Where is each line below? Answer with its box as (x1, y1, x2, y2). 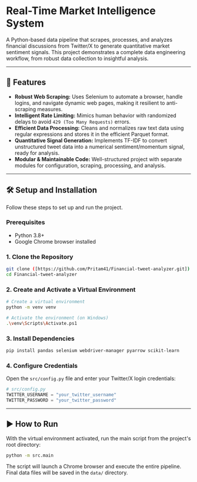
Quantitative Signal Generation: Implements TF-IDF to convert (14, 137, 167, 144)
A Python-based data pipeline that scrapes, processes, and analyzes (6, 36, 173, 43)
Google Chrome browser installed (14, 238, 96, 245)
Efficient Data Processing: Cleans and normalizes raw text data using (14, 124, 184, 131)
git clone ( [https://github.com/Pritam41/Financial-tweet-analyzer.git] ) (6, 266, 191, 272)
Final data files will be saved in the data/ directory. (6, 469, 128, 476)
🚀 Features (6, 78, 46, 88)
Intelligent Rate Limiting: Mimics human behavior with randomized (14, 112, 177, 119)
